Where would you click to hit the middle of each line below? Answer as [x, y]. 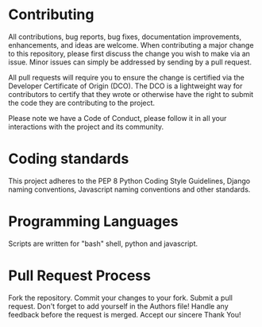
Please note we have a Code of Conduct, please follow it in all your [118, 118]
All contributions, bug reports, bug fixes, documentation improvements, [125, 37]
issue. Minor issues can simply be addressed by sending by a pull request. [130, 62]
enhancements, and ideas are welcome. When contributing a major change [131, 45]
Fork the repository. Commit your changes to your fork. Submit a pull [120, 298]
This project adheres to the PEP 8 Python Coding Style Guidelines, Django [129, 181]
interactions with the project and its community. [86, 127]
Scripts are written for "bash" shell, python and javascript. [103, 243]
